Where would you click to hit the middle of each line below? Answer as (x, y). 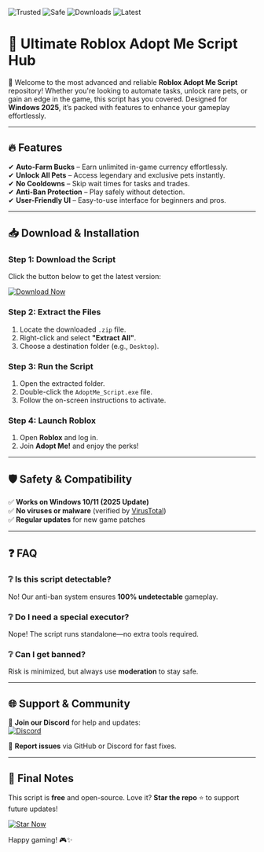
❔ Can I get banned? (47, 655)
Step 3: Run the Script (51, 366)
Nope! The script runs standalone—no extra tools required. (103, 634)
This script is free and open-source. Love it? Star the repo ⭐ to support (124, 798)
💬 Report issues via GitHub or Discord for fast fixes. (92, 746)
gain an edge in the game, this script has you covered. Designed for (118, 99)
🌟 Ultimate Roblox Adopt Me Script (123, 44)
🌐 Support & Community (70, 703)
